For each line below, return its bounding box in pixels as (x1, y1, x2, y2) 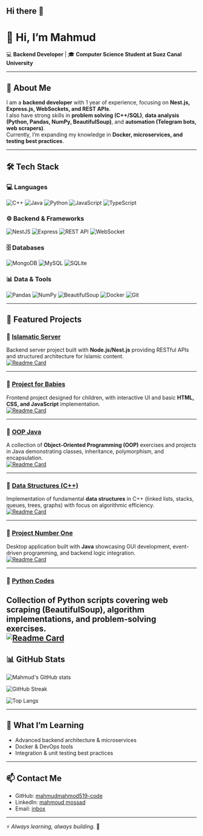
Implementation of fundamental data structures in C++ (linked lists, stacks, (6, 495, 195, 503)
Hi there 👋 (6, 6, 44, 16)
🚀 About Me (6, 82, 51, 93)
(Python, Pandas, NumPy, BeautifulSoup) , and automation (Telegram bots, (6, 118, 197, 125)
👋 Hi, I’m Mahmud (6, 30, 96, 44)
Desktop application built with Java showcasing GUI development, (6, 543, 172, 550)
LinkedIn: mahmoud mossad (14, 798, 86, 806)
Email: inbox (14, 805, 46, 812)
